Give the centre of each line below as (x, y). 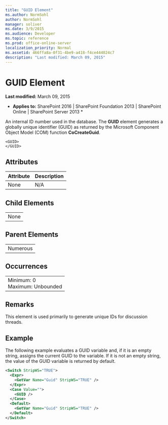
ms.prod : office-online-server (38, 43)
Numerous (20, 248)
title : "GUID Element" (29, 10)
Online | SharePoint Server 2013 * (48, 112)
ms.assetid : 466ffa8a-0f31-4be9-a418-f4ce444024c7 (60, 52)
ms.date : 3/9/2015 (25, 29)
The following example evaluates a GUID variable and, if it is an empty (78, 350)
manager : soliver (24, 24)
